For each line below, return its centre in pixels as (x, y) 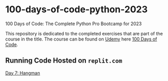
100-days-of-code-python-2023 (77, 9)
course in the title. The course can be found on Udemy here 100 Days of (81, 39)
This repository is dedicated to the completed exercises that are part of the (84, 33)
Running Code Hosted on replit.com (64, 61)
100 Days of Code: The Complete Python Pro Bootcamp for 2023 (74, 24)
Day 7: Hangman (23, 73)
